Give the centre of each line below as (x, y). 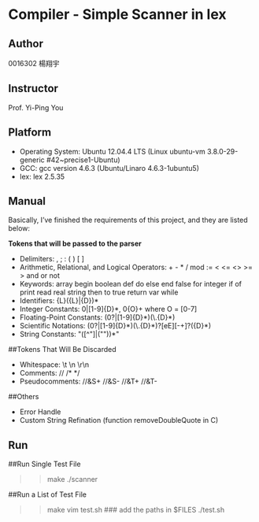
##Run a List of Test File (47, 494)
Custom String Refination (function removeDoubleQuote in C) (119, 420)
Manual (27, 201)
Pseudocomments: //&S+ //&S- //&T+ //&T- (88, 381)
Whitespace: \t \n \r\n (54, 365)
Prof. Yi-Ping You (36, 107)
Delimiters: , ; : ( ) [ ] (52, 259)
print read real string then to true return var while (99, 292)
